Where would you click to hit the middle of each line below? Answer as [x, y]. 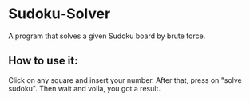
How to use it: [43, 61]
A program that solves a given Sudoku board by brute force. [107, 36]
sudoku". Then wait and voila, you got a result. [85, 88]
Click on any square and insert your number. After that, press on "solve [125, 80]
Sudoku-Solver [60, 14]
